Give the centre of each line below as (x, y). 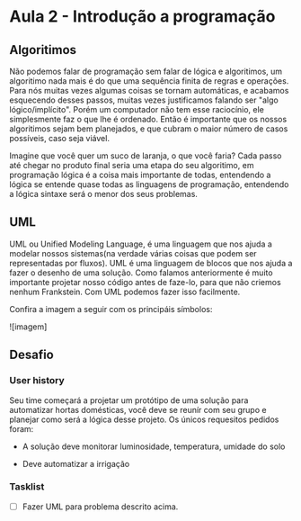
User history (37, 381)
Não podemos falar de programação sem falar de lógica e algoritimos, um (146, 71)
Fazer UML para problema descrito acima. (100, 507)
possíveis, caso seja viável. (60, 138)
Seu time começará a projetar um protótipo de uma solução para (129, 400)
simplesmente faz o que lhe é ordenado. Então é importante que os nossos (148, 119)
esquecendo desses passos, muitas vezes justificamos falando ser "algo (144, 100)
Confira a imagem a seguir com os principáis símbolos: (111, 309)
